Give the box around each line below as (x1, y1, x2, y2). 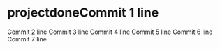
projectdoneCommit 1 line (7, 5, 159, 21)
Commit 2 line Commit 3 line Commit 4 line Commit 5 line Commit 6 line (7, 28, 213, 36)
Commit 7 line (7, 35, 47, 43)
